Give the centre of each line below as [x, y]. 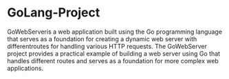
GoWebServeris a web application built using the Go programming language [115, 32]
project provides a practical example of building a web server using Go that [114, 54]
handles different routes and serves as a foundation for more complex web [113, 60]
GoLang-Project [54, 13]
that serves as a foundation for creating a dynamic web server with [102, 38]
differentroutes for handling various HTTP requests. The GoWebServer [107, 46]
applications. [25, 68]
